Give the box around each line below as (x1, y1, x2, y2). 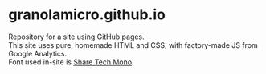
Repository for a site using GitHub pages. (8, 32, 145, 41)
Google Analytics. (8, 49, 68, 58)
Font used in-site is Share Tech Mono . (8, 57, 134, 67)
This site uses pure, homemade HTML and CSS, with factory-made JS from (8, 40, 259, 49)
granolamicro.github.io (8, 6, 166, 24)
